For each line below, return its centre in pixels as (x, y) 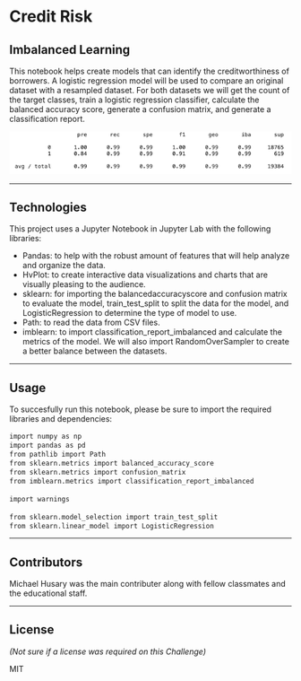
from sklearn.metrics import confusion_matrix (98, 473)
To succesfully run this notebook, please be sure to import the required (140, 409)
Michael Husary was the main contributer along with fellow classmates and (148, 584)
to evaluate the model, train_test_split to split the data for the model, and (155, 303)
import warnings (39, 500)
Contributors (46, 562)
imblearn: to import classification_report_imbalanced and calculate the (152, 332)
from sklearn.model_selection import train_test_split (114, 518)
